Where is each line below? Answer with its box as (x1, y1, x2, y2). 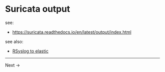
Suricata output (5, 3, 70, 15)
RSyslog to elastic (12, 48, 49, 54)
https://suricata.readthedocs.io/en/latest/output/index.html (12, 29, 132, 35)
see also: (5, 38, 24, 45)
